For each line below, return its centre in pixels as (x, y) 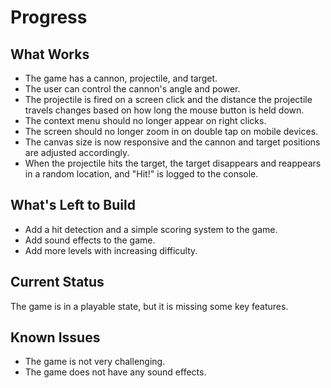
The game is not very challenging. (95, 362)
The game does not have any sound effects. (115, 372)
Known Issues (55, 337)
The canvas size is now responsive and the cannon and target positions (172, 142)
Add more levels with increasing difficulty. (111, 250)
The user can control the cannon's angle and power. (132, 89)
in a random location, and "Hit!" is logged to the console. (141, 174)
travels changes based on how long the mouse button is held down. (164, 110)
